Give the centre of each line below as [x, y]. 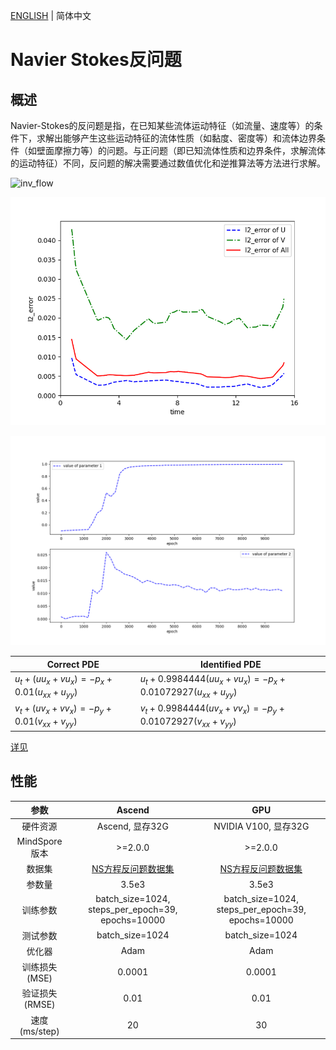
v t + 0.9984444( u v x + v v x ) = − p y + [212, 709]
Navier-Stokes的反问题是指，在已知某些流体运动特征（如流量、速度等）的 [162, 125]
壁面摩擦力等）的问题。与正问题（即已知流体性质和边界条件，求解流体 [181, 150]
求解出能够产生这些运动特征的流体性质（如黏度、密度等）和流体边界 [176, 138]
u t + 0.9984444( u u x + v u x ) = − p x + [212, 679]
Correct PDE [73, 664]
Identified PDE [230, 664]
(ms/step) [39, 1031]
